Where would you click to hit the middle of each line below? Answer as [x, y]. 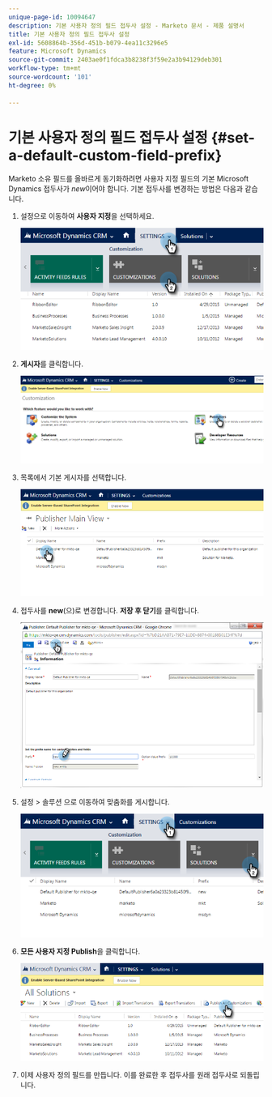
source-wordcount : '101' [50, 77]
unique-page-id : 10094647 [52, 17]
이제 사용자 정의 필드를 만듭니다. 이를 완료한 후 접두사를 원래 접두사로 [129, 1074]
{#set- [233, 137]
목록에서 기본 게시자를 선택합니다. [73, 477]
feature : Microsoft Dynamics [57, 51]
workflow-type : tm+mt [45, 69]
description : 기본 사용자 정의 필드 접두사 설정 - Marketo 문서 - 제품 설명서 [126, 26]
